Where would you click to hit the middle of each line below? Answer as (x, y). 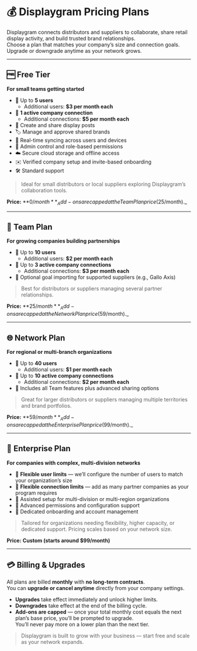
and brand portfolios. (46, 405)
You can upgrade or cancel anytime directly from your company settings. (96, 588)
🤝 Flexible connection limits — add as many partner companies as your (102, 486)
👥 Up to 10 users (35, 253)
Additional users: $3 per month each (68, 106)
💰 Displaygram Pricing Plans (78, 12)
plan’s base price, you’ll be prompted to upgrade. (74, 618)
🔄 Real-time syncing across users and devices (71, 140)
